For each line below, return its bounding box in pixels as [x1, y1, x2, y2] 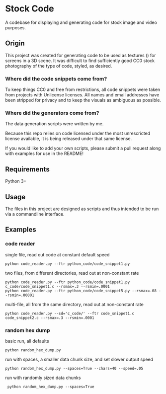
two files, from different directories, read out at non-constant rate [5, 270, 139, 276]
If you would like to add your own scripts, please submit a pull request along [5, 145, 161, 152]
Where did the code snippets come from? [5, 75, 107, 82]
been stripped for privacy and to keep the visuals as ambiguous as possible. [5, 97, 162, 103]
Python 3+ [5, 178, 27, 184]
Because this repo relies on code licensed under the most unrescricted [5, 130, 151, 137]
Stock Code [5, 3, 55, 14]
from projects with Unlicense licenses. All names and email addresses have [5, 92, 160, 98]
